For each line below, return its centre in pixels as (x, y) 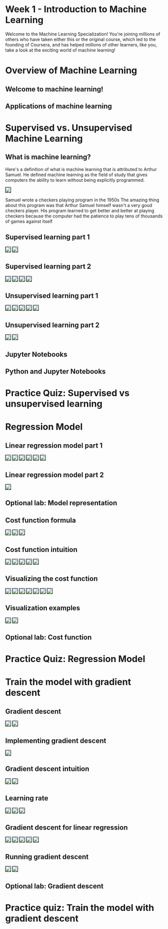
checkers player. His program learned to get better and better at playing (80, 210)
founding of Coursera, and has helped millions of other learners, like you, (81, 44)
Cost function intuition (41, 549)
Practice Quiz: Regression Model (75, 659)
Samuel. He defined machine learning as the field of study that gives (76, 175)
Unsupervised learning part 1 (52, 295)
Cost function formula (41, 520)
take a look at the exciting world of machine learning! (60, 50)
